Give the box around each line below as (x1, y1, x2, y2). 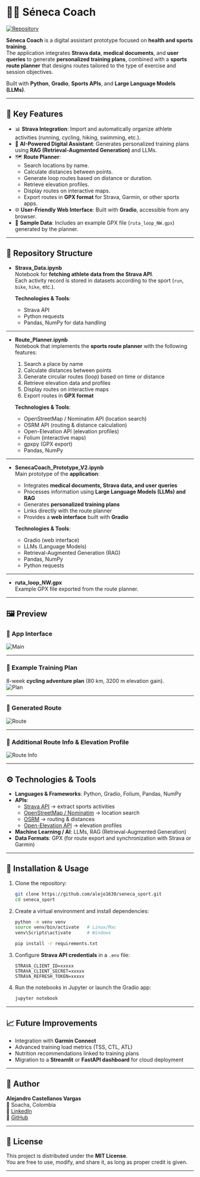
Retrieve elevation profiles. (23, 181, 89, 188)
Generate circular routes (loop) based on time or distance (23, 372, 165, 380)
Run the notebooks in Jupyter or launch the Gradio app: (14, 984, 152, 991)
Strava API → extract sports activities (23, 803, 115, 810)
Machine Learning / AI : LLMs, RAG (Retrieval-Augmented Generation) (14, 828, 186, 835)
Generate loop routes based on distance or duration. (23, 174, 153, 181)
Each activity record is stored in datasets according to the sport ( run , (14, 277, 184, 284)
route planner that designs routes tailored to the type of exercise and (6, 62, 177, 69)
